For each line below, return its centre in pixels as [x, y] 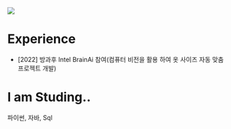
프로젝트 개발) [37, 68]
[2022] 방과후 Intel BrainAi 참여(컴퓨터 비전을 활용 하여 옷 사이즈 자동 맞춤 [121, 59]
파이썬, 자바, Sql [30, 117]
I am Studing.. [49, 97]
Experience [41, 39]
